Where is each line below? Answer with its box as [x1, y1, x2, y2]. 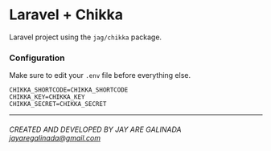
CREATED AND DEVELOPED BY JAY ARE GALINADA [9, 124, 182, 134]
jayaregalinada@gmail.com [9, 133, 101, 142]
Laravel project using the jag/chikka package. [9, 32, 162, 42]
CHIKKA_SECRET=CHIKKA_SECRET [9, 100, 107, 108]
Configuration [9, 52, 65, 63]
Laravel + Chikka [9, 6, 124, 24]
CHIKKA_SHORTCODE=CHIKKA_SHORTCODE [9, 86, 129, 94]
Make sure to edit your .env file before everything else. [9, 71, 191, 80]
